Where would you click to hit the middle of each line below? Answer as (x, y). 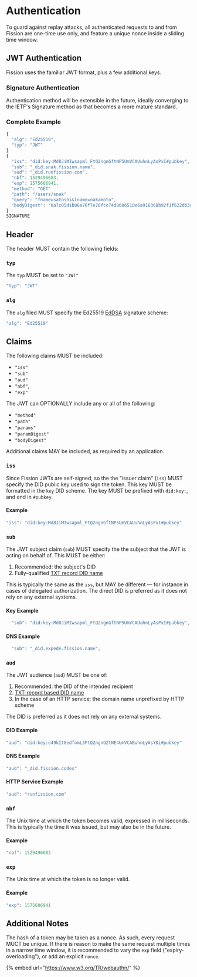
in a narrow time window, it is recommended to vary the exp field (84, 950)
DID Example (22, 730)
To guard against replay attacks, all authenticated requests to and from (91, 27)
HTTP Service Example (35, 782)
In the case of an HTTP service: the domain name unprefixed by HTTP (99, 699)
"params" (25, 428)
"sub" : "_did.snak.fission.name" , (53, 167)
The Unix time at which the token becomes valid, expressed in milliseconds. (98, 820)
